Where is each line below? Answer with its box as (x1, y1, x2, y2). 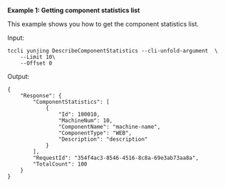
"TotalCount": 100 (33, 161, 88, 168)
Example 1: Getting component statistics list (7, 6, 140, 14)
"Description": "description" (58, 136, 148, 143)
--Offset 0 (20, 60, 53, 67)
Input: (7, 33, 25, 42)
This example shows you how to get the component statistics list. (7, 20, 199, 28)
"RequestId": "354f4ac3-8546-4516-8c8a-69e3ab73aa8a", (33, 154, 199, 161)
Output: (7, 73, 30, 80)
